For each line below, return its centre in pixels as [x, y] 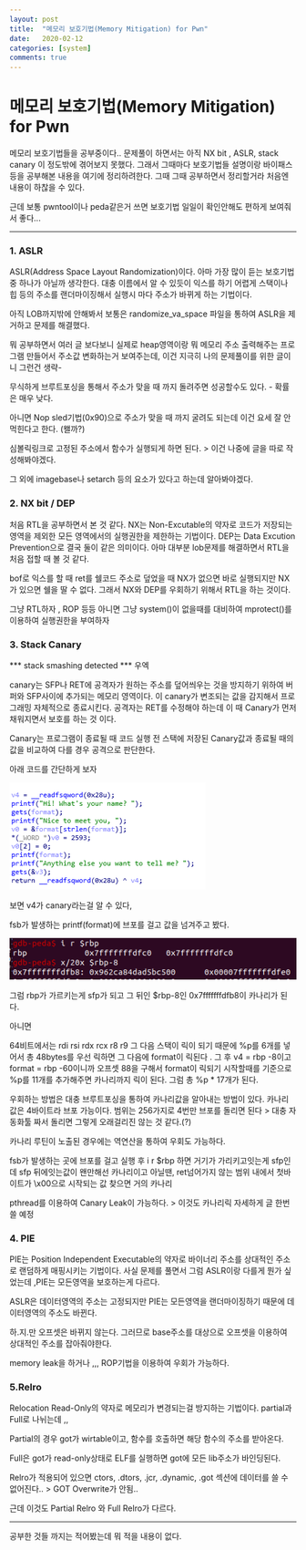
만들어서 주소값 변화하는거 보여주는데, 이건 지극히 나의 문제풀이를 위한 [150, 356]
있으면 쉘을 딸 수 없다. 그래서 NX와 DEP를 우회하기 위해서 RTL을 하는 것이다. [155, 589]
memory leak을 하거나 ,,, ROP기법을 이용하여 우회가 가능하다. [119, 1363]
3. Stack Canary [46, 645]
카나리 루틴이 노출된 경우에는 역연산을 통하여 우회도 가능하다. [117, 1141]
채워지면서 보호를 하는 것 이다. [63, 718]
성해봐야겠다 [32, 460]
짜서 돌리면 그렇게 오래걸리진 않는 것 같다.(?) [112, 1121]
